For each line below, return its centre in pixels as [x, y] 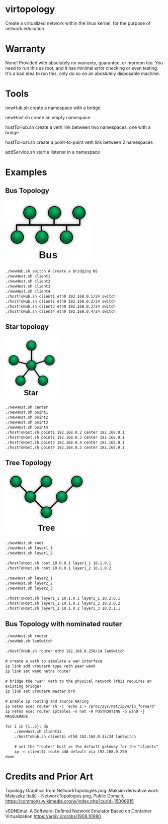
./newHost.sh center [27, 407]
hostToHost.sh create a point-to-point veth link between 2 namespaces [79, 142]
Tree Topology [28, 463]
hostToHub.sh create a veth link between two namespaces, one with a [78, 127]
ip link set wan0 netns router [38, 671]
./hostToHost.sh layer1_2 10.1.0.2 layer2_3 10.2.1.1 [63, 609]
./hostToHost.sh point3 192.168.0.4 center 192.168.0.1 [65, 442]
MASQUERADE [17, 717]
